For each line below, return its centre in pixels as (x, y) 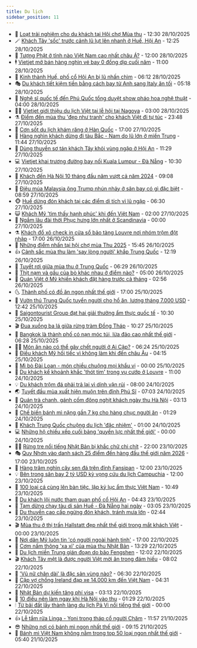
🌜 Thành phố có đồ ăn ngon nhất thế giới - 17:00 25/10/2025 (89, 292)
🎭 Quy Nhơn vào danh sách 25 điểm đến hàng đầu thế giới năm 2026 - (102, 453)
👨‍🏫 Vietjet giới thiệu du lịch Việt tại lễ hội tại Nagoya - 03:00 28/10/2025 (102, 110)
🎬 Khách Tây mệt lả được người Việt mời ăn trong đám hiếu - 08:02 (96, 559)
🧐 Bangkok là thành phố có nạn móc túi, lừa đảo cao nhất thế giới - (95, 334)
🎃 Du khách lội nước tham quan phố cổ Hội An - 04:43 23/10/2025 (95, 499)
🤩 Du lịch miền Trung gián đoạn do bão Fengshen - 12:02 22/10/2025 (98, 552)
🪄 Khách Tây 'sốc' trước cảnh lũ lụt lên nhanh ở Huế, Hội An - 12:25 (97, 40)
